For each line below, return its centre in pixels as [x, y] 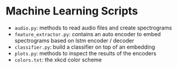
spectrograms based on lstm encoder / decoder [74, 40]
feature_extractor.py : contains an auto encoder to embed [87, 34]
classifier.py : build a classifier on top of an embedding [85, 47]
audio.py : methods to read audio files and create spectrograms [93, 28]
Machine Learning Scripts [72, 11]
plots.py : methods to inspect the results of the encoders [85, 53]
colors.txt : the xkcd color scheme [58, 60]
